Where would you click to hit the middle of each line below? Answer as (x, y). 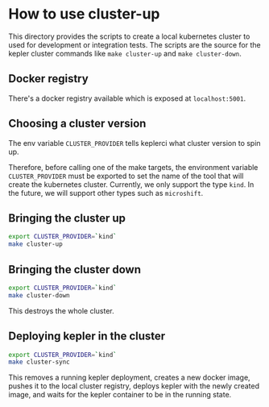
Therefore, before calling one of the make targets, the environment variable (133, 167)
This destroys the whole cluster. (61, 310)
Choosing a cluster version (77, 124)
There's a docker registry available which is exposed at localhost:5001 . (127, 98)
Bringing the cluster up (67, 218)
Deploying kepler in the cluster (87, 336)
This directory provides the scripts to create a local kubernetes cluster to (129, 36)
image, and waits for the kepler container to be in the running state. (120, 395)
